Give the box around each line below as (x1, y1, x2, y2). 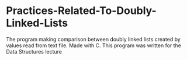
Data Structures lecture (6, 48, 63, 55)
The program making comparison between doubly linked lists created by (6, 36, 181, 43)
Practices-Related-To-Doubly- (6, 4, 157, 17)
